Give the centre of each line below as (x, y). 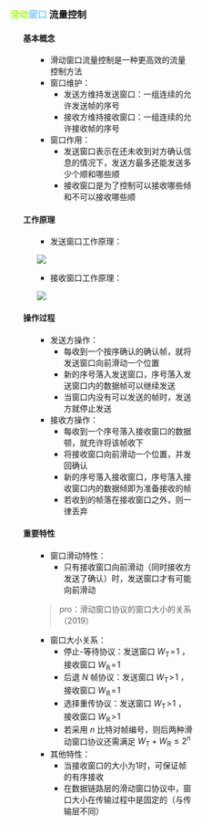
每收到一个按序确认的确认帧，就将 (128, 351)
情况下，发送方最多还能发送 (131, 162)
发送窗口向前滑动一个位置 (112, 362)
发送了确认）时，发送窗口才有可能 (128, 578)
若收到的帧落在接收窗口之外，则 (124, 499)
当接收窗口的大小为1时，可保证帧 (125, 765)
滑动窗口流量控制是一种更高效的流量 (118, 60)
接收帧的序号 (96, 129)
